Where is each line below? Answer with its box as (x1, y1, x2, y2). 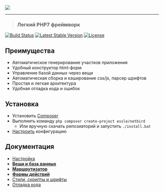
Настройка (12, 155, 35, 161)
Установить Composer (12, 113, 59, 119)
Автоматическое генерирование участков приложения (12, 60, 128, 66)
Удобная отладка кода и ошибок (12, 86, 80, 92)
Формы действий (12, 171, 50, 177)
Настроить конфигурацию (12, 128, 67, 134)
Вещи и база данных (12, 161, 57, 167)
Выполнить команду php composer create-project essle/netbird (12, 118, 145, 124)
